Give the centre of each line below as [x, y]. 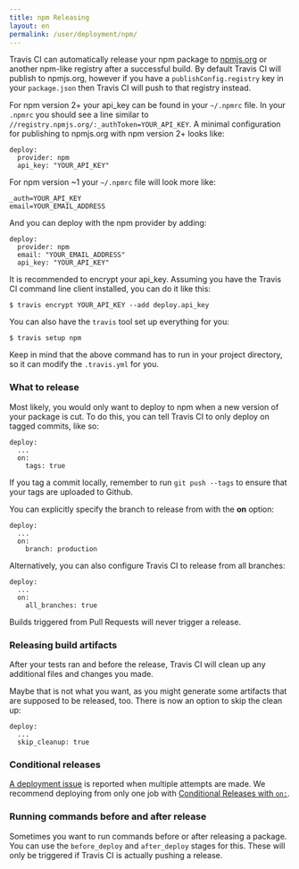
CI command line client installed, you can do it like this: [110, 289]
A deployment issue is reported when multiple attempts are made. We [137, 784]
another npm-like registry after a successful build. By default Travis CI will [145, 69]
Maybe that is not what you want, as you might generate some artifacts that [148, 691]
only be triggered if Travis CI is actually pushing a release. [116, 855]
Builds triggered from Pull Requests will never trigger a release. [125, 622]
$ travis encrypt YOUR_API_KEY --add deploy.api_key [109, 305]
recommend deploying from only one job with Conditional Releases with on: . [149, 794]
